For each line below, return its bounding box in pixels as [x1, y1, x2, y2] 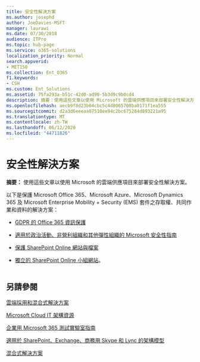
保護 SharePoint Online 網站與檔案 [14, 244, 99, 251]
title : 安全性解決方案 [6, 8, 57, 15]
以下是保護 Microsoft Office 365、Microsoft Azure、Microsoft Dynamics [6, 191, 183, 198]
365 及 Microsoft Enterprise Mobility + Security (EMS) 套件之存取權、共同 [6, 199, 187, 206]
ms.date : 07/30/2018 [6, 31, 58, 37]
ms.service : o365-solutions [6, 48, 76, 53]
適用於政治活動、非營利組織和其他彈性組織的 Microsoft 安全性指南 [14, 231, 177, 238]
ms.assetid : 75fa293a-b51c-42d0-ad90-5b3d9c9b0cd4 [6, 92, 135, 97]
